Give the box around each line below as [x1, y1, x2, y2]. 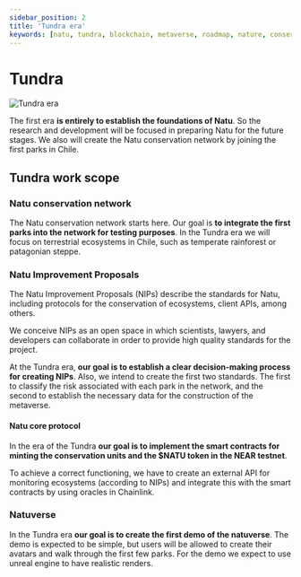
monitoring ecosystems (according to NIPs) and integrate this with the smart [9, 476, 291, 487]
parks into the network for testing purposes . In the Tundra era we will [9, 227, 271, 238]
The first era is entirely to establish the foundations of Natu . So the [9, 116, 262, 127]
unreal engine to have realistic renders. [9, 557, 154, 568]
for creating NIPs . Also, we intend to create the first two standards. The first [9, 372, 291, 382]
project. [9, 345, 39, 355]
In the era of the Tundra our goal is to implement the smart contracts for [9, 441, 280, 451]
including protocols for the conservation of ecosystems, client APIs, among [9, 298, 288, 310]
